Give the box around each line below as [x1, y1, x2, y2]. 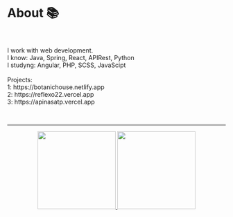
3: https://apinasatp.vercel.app [7, 97, 95, 106]
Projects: [7, 75, 33, 84]
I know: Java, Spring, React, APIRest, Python [7, 53, 135, 62]
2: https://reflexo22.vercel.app [7, 90, 94, 98]
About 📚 [7, 6, 60, 21]
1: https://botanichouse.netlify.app [7, 83, 105, 91]
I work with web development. [7, 46, 94, 55]
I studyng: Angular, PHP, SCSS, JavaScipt [7, 61, 126, 69]
